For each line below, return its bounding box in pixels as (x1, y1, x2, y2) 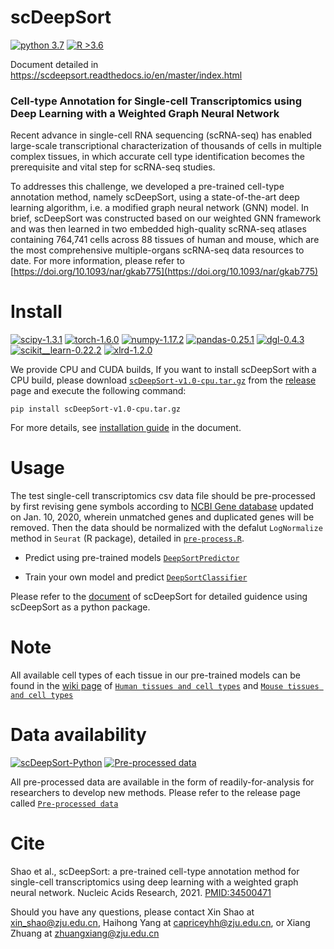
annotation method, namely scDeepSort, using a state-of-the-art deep (10, 191, 300, 203)
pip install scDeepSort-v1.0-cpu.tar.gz (10, 404, 182, 415)
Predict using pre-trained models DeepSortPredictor (24, 552, 240, 564)
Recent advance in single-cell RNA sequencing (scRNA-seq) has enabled (10, 129, 313, 141)
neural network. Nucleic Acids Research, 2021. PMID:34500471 (10, 886, 272, 898)
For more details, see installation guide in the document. (10, 422, 242, 434)
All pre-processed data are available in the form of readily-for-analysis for (10, 776, 315, 788)
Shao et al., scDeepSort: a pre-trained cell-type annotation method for (10, 865, 300, 877)
